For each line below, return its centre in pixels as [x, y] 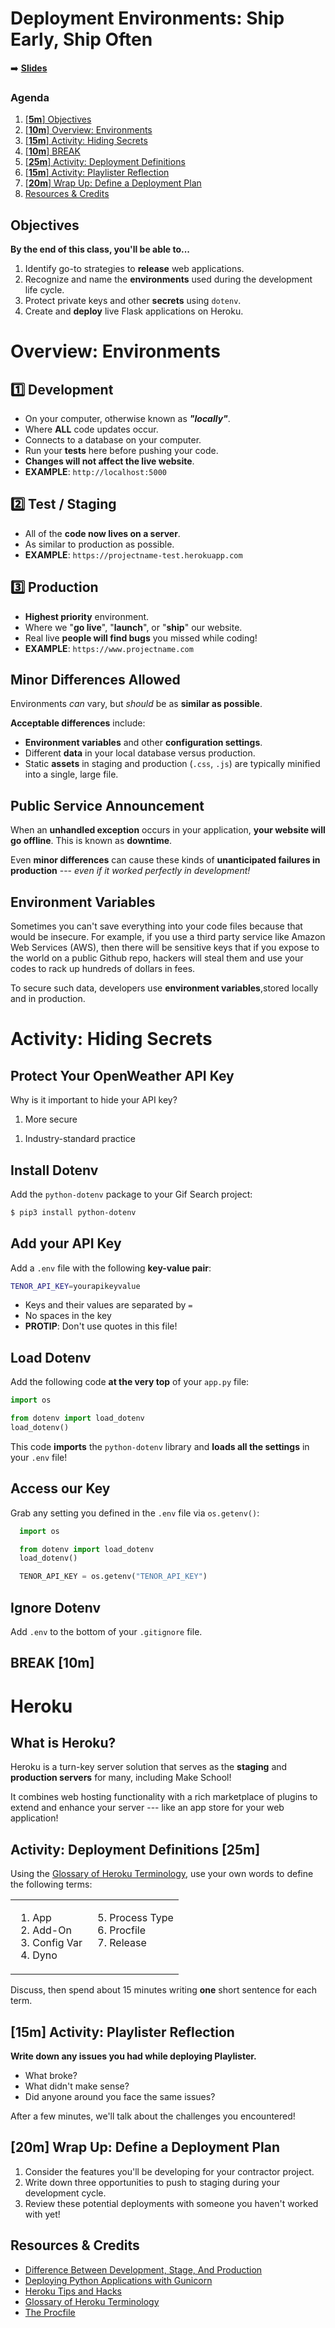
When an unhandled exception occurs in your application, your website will [168, 830]
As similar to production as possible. [99, 544]
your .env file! [39, 1457]
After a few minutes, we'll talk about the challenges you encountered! [153, 2116]
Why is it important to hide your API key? [94, 1100]
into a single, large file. [71, 774]
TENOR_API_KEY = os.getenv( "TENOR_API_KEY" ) [113, 1577]
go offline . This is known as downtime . [91, 841]
